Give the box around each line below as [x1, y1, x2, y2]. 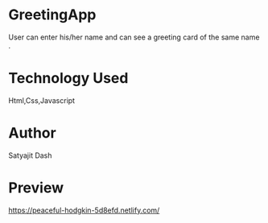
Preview [8, 179, 64, 196]
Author [8, 124, 56, 142]
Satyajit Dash [8, 151, 52, 160]
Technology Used [8, 69, 129, 88]
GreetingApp [8, 6, 97, 24]
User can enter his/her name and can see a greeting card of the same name [8, 32, 260, 42]
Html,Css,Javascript [8, 95, 75, 105]
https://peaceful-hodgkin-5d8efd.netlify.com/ [8, 205, 160, 215]
